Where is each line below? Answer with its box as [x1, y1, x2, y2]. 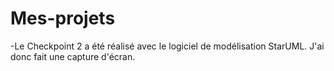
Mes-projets [10, 7, 116, 30]
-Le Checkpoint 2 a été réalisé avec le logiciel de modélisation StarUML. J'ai [10, 40, 325, 52]
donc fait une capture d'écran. [10, 50, 136, 62]
